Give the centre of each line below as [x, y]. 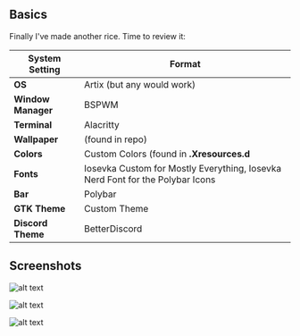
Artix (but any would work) [140, 84]
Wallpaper [36, 139]
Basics [28, 15]
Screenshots [46, 266]
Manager [33, 110]
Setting [45, 69]
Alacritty [102, 124]
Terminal [33, 124]
